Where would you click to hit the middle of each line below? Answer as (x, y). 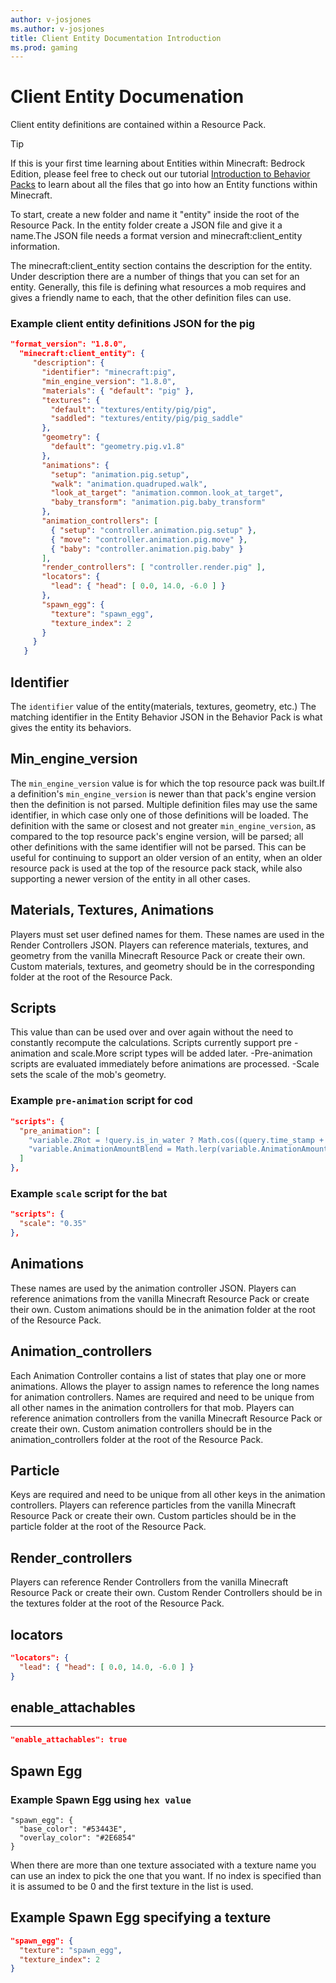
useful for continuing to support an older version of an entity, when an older (166, 857)
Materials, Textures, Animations (112, 910)
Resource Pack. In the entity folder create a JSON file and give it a (146, 225)
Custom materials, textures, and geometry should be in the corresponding (162, 966)
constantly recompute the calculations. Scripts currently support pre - (154, 1043)
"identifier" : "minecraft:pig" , (109, 372)
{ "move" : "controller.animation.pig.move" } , (149, 539)
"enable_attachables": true (69, 1740)
